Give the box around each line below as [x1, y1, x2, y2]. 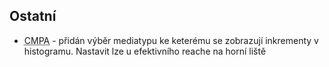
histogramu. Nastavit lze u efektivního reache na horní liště [23, 45, 267, 57]
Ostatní [9, 8, 57, 25]
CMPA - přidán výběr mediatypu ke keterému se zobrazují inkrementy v [23, 34, 319, 46]
